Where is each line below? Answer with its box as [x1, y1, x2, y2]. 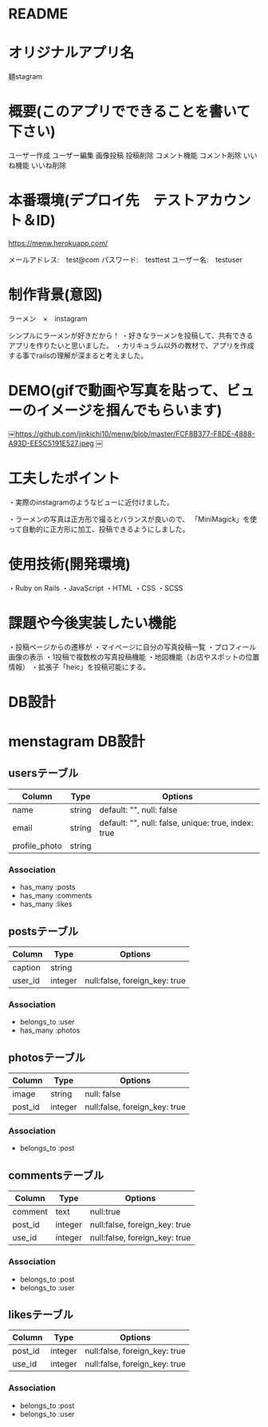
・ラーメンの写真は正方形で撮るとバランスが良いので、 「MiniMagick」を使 [8, 514, 258, 524]
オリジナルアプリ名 [8, 44, 135, 62]
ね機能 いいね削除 [8, 161, 66, 170]
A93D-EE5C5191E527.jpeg [8, 438, 94, 448]
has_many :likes [19, 899, 73, 909]
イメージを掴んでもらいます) [36, 402, 223, 420]
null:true [89, 1207, 121, 1218]
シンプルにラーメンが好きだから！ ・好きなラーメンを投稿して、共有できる [8, 331, 254, 340]
